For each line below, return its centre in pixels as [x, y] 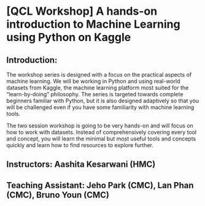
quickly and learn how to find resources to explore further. [80, 145]
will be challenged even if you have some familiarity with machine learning [100, 107]
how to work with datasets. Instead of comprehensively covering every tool [102, 132]
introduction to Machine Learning [93, 24]
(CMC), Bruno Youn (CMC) [58, 195]
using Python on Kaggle [69, 37]
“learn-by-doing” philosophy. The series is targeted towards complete [95, 94]
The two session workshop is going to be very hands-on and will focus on [100, 126]
